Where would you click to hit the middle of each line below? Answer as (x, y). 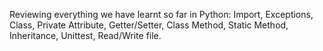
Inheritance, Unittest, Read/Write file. (85, 35)
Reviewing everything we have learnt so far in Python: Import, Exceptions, (161, 14)
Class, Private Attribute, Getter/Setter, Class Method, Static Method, (149, 25)
